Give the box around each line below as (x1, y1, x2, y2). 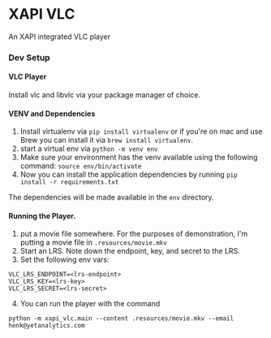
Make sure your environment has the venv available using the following (19, 152, 258, 162)
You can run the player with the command (19, 299, 161, 309)
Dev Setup (8, 52, 50, 63)
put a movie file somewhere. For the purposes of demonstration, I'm (19, 229, 248, 239)
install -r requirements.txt (19, 178, 119, 186)
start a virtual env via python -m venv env (19, 143, 158, 154)
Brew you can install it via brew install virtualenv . (19, 135, 193, 145)
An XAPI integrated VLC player (8, 32, 111, 41)
